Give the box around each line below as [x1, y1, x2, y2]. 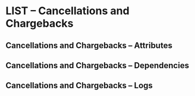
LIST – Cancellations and [5, 4, 130, 18]
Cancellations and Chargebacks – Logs [5, 81, 153, 91]
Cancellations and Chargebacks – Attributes [5, 40, 173, 50]
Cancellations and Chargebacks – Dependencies [5, 60, 190, 71]
